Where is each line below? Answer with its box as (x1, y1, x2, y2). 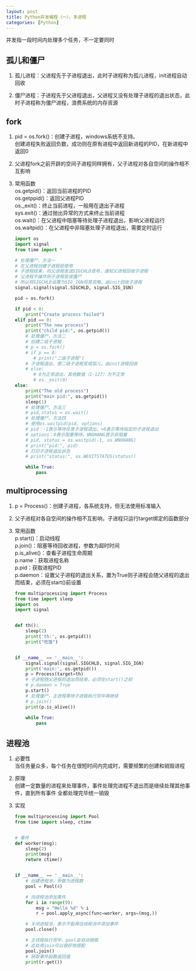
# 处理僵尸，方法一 (14, 257, 56, 263)
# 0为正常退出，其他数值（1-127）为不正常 (33, 372, 125, 378)
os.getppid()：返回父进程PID (14, 195, 84, 202)
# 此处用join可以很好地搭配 (25, 942, 85, 949)
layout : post (6, 8, 38, 15)
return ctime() (25, 857, 63, 863)
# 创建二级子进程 (25, 339, 62, 345)
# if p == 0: (25, 349, 58, 356)
